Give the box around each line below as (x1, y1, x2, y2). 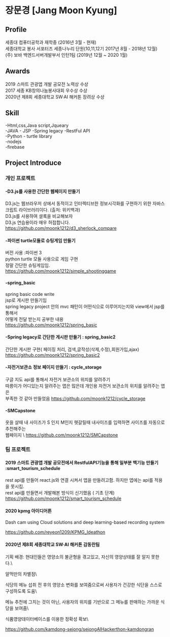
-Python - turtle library (5, 133, 52, 139)
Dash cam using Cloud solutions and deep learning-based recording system (5, 519, 165, 525)
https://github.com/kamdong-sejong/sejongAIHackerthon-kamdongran (5, 626, 154, 632)
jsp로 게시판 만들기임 (5, 297, 47, 303)
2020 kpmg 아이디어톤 (5, 508, 52, 514)
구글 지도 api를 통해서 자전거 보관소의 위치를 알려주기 (5, 376, 111, 382)
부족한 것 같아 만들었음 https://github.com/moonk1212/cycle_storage (5, 395, 146, 401)
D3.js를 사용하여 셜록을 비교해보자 (5, 213, 73, 219)
